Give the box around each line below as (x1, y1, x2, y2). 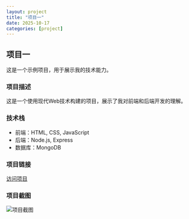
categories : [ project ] (6, 25, 63, 32)
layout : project (6, 8, 47, 15)
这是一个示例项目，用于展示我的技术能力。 (6, 67, 112, 74)
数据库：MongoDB (14, 143, 61, 151)
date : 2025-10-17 (6, 20, 50, 26)
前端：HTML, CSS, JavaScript (14, 128, 90, 136)
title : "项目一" (6, 14, 45, 20)
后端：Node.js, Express (14, 136, 73, 143)
